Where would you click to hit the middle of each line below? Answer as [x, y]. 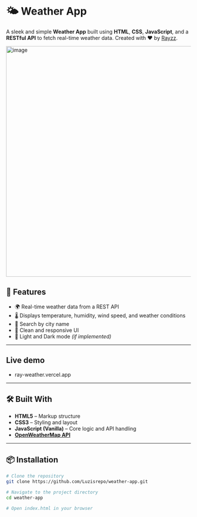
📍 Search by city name [42, 324]
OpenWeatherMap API [43, 435]
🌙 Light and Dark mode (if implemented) [63, 336]
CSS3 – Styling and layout [46, 422]
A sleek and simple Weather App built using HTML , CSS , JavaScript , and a [97, 31]
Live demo [26, 360]
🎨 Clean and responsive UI [47, 330]
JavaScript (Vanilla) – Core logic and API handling [75, 429]
